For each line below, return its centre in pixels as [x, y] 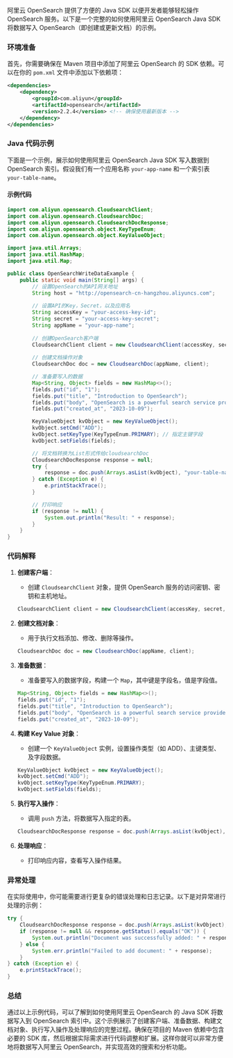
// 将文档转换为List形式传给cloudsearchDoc [90, 453]
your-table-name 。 [34, 177]
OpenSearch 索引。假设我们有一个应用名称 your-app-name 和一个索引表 [109, 168]
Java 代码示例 [31, 143]
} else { [32, 944]
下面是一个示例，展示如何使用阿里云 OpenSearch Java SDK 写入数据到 [108, 160]
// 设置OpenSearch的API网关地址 [75, 286]
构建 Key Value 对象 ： [49, 733]
